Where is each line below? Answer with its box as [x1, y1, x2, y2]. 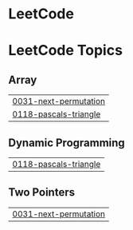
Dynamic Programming [8, 136, 125, 149]
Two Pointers [8, 185, 76, 200]
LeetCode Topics [8, 42, 123, 60]
